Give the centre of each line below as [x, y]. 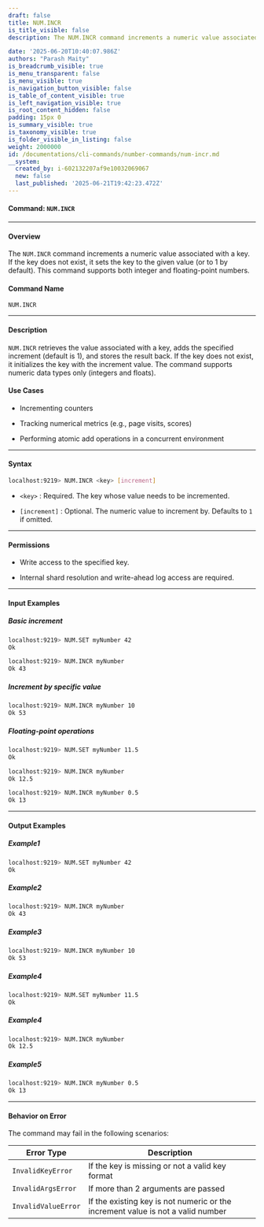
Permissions [29, 545]
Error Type [46, 1153]
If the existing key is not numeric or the [160, 1202]
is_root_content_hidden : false [59, 110]
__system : [24, 161]
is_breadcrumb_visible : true [56, 67]
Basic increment [35, 621]
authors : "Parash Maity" [49, 59]
